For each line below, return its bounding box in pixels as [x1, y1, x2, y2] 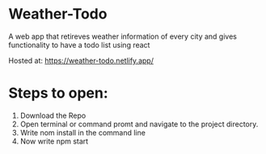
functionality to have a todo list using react [8, 40, 150, 49]
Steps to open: [8, 84, 109, 102]
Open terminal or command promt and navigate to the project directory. [19, 119, 259, 129]
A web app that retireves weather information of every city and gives [8, 31, 237, 41]
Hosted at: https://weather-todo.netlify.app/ [8, 56, 154, 65]
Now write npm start [19, 136, 89, 146]
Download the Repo [19, 110, 87, 120]
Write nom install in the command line [19, 127, 146, 137]
